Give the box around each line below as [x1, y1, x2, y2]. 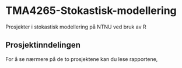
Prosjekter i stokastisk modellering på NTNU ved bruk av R [5, 23, 146, 30]
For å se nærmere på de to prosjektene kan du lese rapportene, [5, 55, 158, 62]
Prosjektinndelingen [5, 40, 81, 50]
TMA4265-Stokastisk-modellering [5, 4, 177, 17]
